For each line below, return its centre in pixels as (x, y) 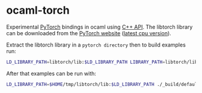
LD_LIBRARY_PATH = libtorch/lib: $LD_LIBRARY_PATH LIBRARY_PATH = (86, 62)
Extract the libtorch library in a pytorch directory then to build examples (96, 45)
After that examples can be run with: (51, 73)
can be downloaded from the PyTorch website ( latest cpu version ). (89, 33)
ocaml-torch (38, 10)
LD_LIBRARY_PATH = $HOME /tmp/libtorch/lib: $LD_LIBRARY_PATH (80, 84)
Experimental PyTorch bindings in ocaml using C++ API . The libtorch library (99, 27)
